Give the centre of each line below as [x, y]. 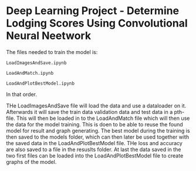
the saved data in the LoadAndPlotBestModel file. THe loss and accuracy [94, 143]
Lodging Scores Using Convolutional [97, 23]
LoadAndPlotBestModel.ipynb [40, 83]
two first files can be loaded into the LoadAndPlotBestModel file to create [95, 155]
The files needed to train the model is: [52, 52]
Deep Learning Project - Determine [93, 11]
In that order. [21, 94]
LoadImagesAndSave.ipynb [36, 63]
